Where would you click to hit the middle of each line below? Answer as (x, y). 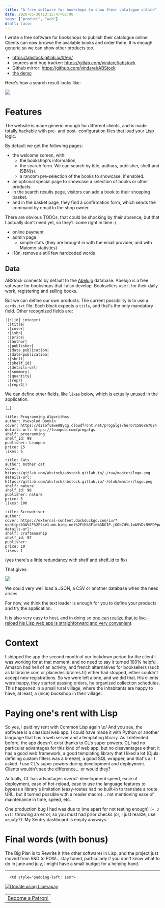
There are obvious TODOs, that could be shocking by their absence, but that (82, 217)
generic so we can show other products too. (50, 48)
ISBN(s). (28, 171)
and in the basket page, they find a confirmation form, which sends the (84, 202)
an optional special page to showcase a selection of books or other (80, 182)
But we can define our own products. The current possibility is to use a (77, 301)
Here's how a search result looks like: (43, 83)
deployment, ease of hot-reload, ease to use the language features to (75, 784)
